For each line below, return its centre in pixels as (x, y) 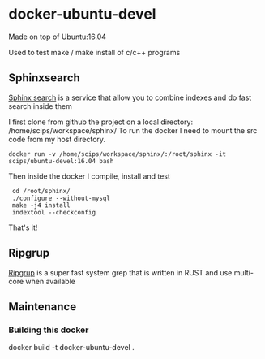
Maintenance (43, 307)
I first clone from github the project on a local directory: (100, 122)
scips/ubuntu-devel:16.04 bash (61, 161)
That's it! (23, 227)
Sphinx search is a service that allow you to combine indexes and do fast (130, 97)
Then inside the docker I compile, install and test (89, 176)
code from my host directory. (57, 139)
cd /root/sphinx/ (41, 191)
